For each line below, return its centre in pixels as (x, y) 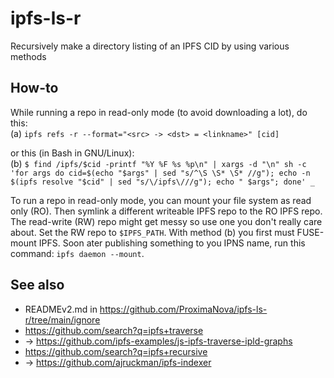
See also (37, 285)
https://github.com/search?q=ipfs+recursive (116, 351)
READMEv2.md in (61, 309)
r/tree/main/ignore (62, 319)
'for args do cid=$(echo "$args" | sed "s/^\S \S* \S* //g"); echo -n (160, 173)
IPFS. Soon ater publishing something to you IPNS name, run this (172, 243)
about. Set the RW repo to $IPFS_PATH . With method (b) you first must (152, 232)
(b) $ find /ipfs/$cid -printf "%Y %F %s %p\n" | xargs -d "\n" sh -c (158, 163)
